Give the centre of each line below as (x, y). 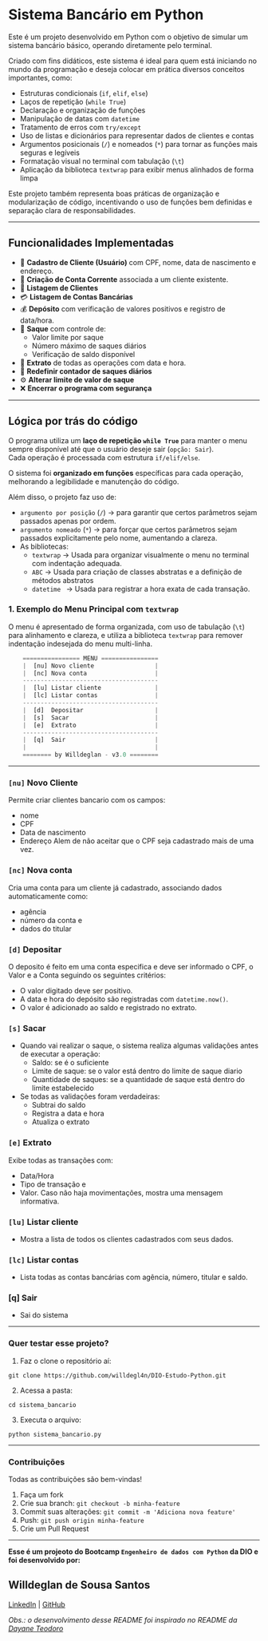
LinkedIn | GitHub (37, 1604)
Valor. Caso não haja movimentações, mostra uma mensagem (121, 1192)
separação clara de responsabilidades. (72, 210)
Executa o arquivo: (50, 1420)
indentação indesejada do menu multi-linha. (81, 644)
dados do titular (45, 929)
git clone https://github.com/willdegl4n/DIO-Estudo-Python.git (117, 1375)
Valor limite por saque (67, 337)
